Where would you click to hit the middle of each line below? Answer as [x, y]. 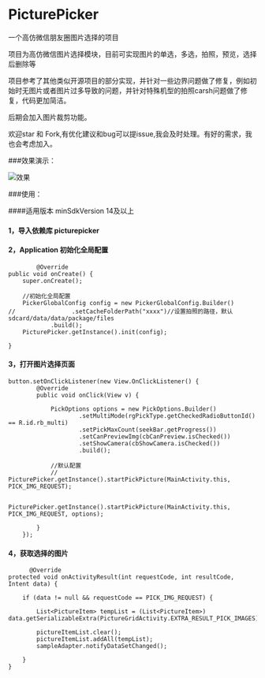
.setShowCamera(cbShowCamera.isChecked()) [149, 443]
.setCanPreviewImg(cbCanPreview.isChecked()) [155, 436]
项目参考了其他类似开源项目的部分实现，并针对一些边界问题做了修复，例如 [129, 80]
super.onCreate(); [52, 281]
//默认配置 [65, 466]
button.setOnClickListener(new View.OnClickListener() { [104, 381]
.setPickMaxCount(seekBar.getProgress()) [147, 430]
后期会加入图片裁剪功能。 [50, 117]
